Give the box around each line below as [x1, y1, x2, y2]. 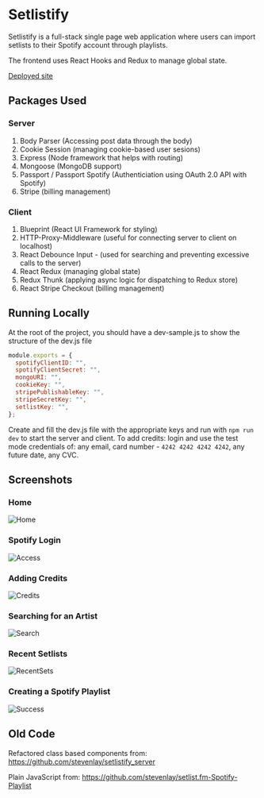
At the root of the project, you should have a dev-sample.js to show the [8, 327, 240, 337]
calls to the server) [19, 258, 82, 268]
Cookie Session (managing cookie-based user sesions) [19, 145, 201, 154]
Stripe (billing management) [19, 187, 111, 196]
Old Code [8, 727, 55, 741]
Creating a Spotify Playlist [8, 686, 111, 697]
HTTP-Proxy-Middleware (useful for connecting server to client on [19, 233, 237, 242]
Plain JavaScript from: [8, 772, 81, 781]
